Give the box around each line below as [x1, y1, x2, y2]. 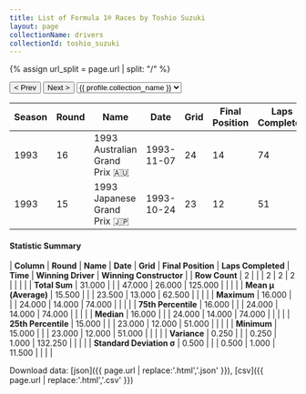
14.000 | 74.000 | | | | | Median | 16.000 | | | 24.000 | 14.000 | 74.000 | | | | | [9, 308, 291, 319]
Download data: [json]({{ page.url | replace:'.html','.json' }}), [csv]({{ [9, 365, 264, 376]
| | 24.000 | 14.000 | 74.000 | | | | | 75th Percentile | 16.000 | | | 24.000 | [9, 299, 279, 310]
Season [14, 111, 48, 124]
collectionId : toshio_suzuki [9, 38, 120, 48]
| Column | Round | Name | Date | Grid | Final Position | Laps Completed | [9, 260, 290, 271]
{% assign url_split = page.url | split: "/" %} [9, 64, 171, 75]
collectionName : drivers [9, 30, 104, 39]
